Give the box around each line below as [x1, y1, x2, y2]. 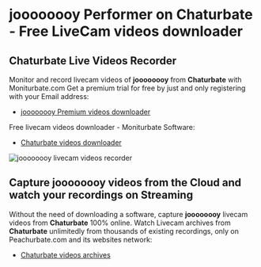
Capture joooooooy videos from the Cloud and [9, 176, 242, 189]
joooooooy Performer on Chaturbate [9, 6, 253, 24]
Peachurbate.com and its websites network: [9, 235, 153, 244]
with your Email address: [9, 92, 89, 101]
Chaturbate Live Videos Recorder [9, 54, 177, 67]
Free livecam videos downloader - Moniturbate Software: [9, 123, 195, 132]
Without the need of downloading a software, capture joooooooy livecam [9, 209, 248, 219]
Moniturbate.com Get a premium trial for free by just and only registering [9, 83, 246, 93]
